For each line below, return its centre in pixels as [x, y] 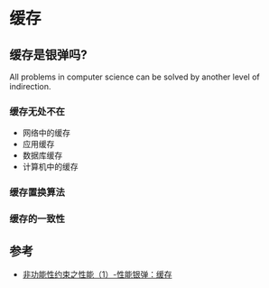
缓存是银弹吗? [48, 55]
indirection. [30, 86]
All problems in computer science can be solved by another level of [134, 77]
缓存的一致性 [37, 219]
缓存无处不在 [37, 111]
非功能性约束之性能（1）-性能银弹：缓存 [97, 274]
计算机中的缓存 [50, 167]
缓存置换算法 [37, 192]
